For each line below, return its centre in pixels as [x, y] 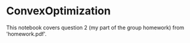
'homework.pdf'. [26, 33]
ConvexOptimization [58, 11]
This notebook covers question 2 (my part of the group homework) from [95, 27]
